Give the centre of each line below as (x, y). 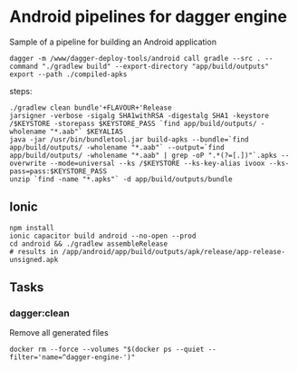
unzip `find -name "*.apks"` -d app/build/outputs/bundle (121, 179)
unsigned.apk (34, 259)
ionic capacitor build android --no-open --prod (103, 236)
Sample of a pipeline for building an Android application (113, 42)
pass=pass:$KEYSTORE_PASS (58, 171)
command (24, 66)
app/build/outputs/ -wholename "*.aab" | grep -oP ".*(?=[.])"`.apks (144, 155)
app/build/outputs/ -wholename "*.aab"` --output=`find (117, 147)
